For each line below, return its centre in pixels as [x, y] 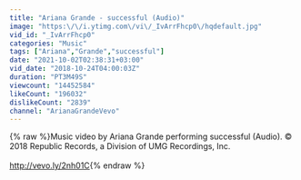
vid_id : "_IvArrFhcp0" [52, 35]
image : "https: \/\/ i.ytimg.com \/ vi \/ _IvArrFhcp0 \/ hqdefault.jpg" [135, 26]
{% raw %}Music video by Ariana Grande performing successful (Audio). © [151, 136]
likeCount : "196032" [49, 94]
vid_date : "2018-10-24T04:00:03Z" [75, 69]
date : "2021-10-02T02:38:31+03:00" [77, 60]
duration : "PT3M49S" [49, 77]
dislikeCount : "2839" [50, 102]
